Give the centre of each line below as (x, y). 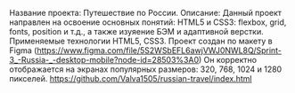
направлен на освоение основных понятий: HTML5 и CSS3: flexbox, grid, (148, 22)
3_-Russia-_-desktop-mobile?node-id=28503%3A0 (104, 60)
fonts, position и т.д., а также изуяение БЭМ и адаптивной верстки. (137, 31)
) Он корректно (227, 60)
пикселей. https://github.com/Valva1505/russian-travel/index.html (131, 78)
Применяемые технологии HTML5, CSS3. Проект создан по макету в (141, 41)
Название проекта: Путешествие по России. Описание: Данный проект (146, 13)
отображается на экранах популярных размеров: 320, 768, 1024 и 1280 (146, 69)
